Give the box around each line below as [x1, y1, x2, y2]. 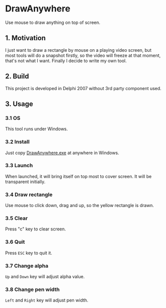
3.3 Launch [5, 162, 33, 169]
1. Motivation [5, 34, 46, 42]
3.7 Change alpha [5, 262, 49, 269]
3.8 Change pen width [5, 286, 60, 293]
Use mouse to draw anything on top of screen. [5, 19, 100, 25]
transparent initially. [5, 179, 46, 185]
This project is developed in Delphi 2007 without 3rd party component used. [5, 85, 162, 91]
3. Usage [5, 100, 33, 108]
